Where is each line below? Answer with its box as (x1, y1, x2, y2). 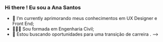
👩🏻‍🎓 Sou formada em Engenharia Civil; (12, 26, 95, 32)
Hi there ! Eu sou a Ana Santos (5, 4, 81, 11)
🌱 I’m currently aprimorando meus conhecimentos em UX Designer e (12, 15, 157, 21)
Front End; (12, 20, 34, 26)
